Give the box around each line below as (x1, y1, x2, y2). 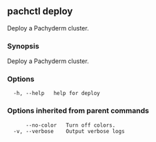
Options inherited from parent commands (7, 106, 150, 116)
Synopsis (7, 41, 39, 51)
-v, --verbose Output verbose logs (13, 127, 126, 134)
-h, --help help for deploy (13, 90, 100, 97)
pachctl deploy (7, 6, 73, 17)
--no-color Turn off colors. (25, 121, 116, 129)
